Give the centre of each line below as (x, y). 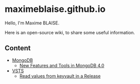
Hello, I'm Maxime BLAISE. (32, 23)
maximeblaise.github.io (55, 9)
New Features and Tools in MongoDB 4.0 (62, 65)
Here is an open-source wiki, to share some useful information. (70, 32)
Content (18, 48)
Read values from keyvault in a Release (60, 76)
